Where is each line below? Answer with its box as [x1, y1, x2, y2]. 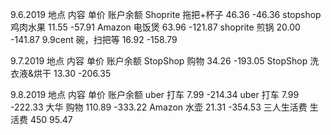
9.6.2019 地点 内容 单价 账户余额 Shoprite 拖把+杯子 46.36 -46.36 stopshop [10, 9, 322, 20]
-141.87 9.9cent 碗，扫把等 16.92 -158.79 [10, 34, 178, 45]
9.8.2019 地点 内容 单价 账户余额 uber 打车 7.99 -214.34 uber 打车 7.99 [10, 89, 300, 100]
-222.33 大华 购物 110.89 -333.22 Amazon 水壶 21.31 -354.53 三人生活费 [10, 101, 308, 113]
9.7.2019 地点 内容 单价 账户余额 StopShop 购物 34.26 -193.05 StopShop [10, 55, 308, 67]
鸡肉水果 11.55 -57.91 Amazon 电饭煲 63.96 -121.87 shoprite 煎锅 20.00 [10, 21, 301, 33]
